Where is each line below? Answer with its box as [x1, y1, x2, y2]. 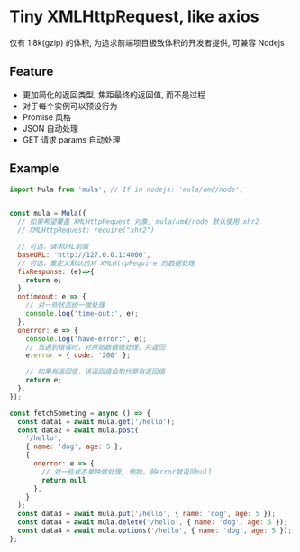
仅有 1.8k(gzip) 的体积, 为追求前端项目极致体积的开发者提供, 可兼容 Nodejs [9, 37, 286, 48]
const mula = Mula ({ [9, 209, 87, 218]
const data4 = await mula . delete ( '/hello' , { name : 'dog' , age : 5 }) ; [17, 518, 288, 527]
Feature [9, 64, 54, 79]
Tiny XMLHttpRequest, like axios [9, 6, 259, 27]
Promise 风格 [22, 111, 72, 123]
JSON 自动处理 [22, 123, 78, 133]
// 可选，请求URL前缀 [17, 242, 89, 252]
